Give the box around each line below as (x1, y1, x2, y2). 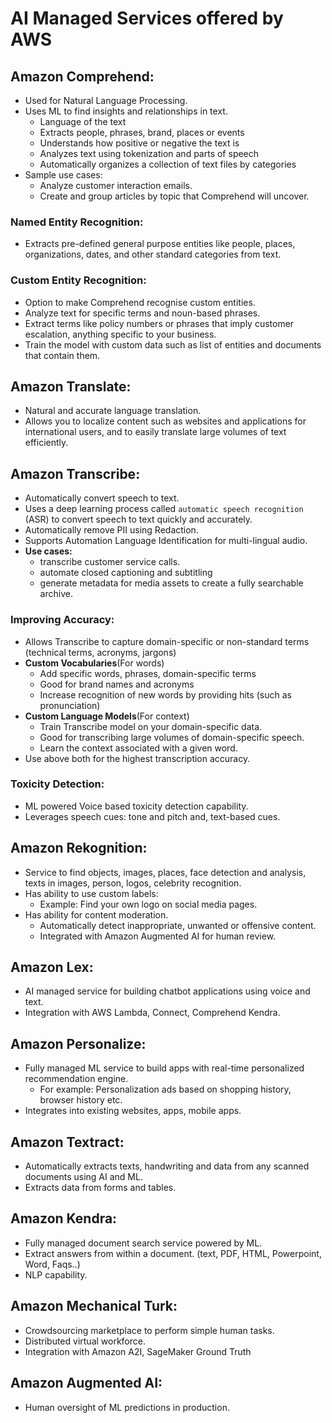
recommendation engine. (24, 1073, 129, 1085)
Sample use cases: (24, 169, 103, 181)
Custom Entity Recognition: (10, 273, 147, 287)
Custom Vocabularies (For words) (24, 657, 165, 669)
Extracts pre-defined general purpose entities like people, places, (24, 238, 296, 250)
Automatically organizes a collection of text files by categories (39, 158, 297, 170)
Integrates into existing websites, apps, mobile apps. (24, 1105, 242, 1117)
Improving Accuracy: (10, 613, 115, 627)
